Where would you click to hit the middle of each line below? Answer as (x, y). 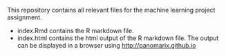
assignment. (25, 17)
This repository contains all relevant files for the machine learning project (111, 10)
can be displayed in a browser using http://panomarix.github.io (106, 45)
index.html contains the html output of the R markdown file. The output (118, 38)
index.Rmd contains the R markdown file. (75, 31)
